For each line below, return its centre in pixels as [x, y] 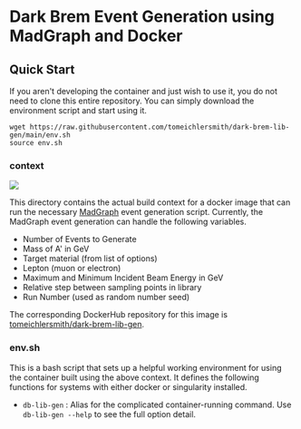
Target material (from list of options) [90, 258]
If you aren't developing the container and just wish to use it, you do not [144, 91]
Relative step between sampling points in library [112, 288]
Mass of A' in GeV [56, 249]
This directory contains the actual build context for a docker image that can [150, 202]
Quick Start [42, 69]
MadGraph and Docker [96, 36]
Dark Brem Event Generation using [142, 17]
